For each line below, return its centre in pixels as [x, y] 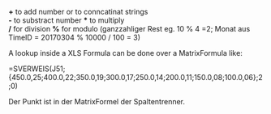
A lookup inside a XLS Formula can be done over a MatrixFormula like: [126, 53]
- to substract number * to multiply [67, 20]
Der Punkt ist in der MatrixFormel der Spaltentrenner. [97, 101]
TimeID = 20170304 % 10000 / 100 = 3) [74, 37]
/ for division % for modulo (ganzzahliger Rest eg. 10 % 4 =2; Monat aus [129, 29]
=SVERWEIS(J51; [37, 69]
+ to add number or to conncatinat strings [78, 12]
